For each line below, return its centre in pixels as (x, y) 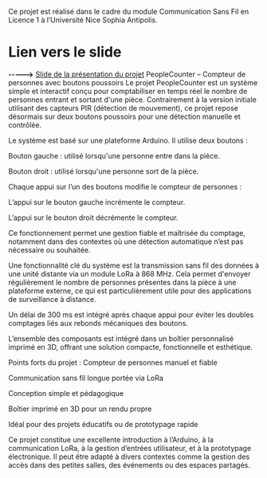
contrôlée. (25, 125)
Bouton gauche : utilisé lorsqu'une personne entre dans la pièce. (114, 155)
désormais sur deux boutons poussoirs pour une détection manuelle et (124, 116)
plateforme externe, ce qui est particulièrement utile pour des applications (130, 291)
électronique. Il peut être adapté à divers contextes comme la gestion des (129, 456)
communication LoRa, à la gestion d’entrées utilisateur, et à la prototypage (130, 448)
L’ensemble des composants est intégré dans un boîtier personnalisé (121, 339)
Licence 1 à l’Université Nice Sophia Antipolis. (83, 20)
